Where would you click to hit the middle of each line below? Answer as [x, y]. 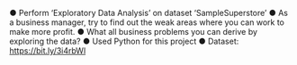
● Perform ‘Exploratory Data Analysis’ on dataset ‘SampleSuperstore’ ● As [148, 13]
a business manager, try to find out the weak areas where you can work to [147, 22]
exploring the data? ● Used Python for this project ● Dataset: [124, 41]
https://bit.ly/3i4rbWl [48, 51]
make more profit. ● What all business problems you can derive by [134, 32]
